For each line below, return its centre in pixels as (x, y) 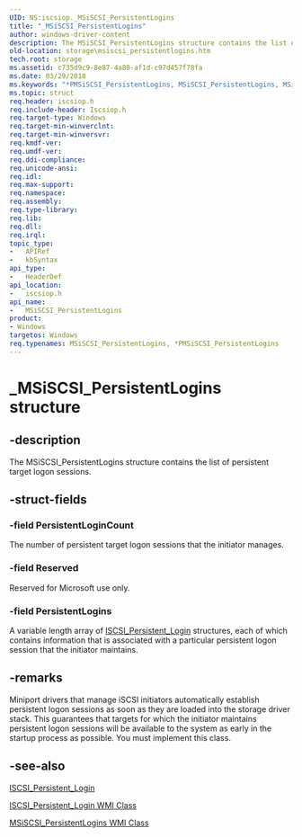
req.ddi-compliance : (48, 160)
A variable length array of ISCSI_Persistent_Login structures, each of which (148, 631)
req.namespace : (38, 193)
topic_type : (31, 244)
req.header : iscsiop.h (52, 101)
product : (26, 319)
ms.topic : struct (42, 93)
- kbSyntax (34, 260)
